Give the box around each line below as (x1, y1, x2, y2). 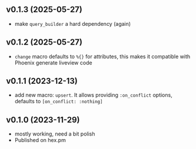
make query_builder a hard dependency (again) (14, 20, 131, 27)
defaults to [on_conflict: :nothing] (14, 98, 103, 105)
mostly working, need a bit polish (14, 130, 95, 137)
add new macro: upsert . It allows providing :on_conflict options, (14, 92, 172, 99)
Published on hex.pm (14, 137, 66, 144)
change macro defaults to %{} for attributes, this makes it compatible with (14, 53, 191, 60)
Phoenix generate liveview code (14, 59, 92, 66)
